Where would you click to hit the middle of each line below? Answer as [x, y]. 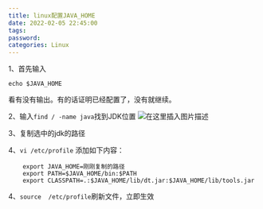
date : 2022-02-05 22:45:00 [53, 23]
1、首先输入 [27, 69]
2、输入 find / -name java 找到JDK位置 [72, 117]
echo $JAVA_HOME [35, 84]
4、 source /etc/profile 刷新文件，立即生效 [81, 196]
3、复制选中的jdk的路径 [47, 134]
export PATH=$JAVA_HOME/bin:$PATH [80, 174]
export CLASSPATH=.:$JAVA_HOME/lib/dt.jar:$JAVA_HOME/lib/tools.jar [139, 181]
